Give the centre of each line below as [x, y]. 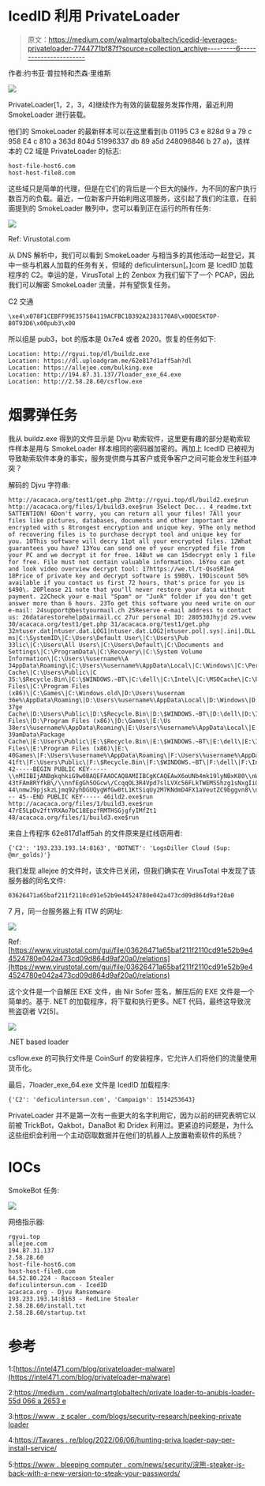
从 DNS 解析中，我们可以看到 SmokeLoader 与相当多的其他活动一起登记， [128, 255]
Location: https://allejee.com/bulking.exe [81, 368]
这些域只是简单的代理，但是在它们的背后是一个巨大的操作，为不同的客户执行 [132, 188]
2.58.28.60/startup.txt [47, 1312]
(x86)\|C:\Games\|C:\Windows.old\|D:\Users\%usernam [97, 693]
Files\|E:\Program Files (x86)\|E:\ [68, 748]
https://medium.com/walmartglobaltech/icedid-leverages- [143, 39]
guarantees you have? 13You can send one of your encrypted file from [127, 548]
